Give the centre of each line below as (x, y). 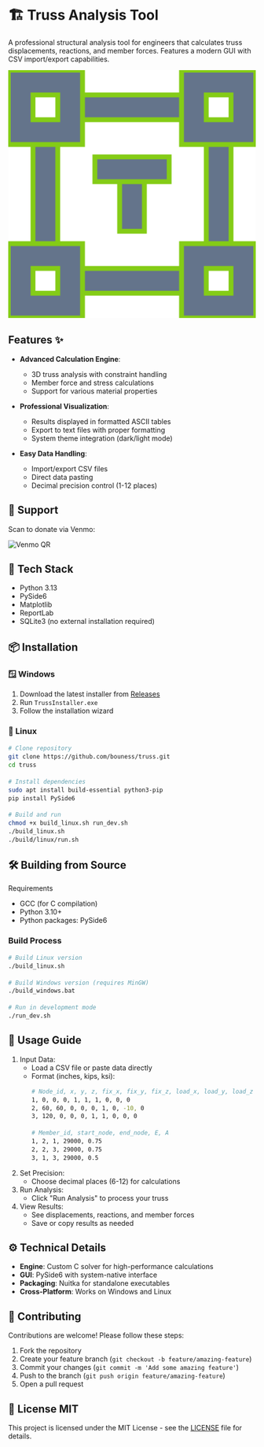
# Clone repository (40, 748)
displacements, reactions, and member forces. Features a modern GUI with (130, 50)
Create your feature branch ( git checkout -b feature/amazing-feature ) (136, 1359)
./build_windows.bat (42, 991)
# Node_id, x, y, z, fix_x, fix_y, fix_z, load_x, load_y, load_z (142, 1091)
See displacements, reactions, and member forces (113, 1214)
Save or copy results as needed (82, 1223)
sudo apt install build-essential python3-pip (86, 790)
